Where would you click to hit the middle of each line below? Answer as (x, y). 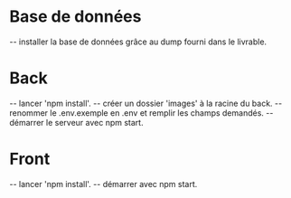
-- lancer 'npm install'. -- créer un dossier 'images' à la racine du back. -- (146, 103)
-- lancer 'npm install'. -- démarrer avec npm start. (103, 184)
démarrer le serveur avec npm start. (76, 122)
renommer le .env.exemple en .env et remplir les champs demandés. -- (141, 113)
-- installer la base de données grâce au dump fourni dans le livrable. (138, 42)
